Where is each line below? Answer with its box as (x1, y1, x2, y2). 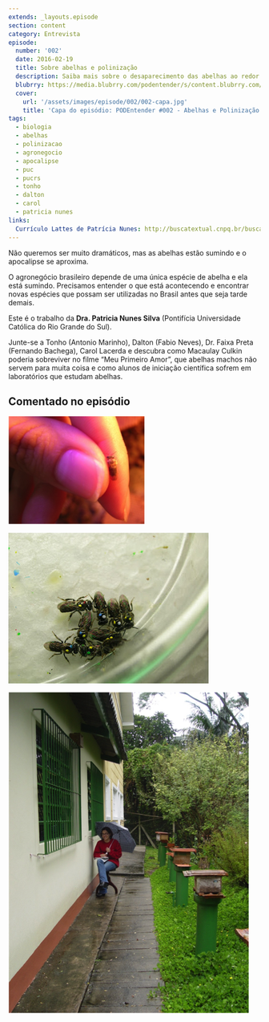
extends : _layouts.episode (8, 13, 98, 21)
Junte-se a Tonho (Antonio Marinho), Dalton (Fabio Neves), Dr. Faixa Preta (8, 337, 254, 347)
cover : (15, 89, 38, 97)
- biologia (15, 123, 52, 132)
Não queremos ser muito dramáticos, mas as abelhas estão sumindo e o (8, 247, 247, 257)
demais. (8, 297, 34, 307)
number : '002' (15, 47, 62, 55)
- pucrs (15, 174, 42, 182)
